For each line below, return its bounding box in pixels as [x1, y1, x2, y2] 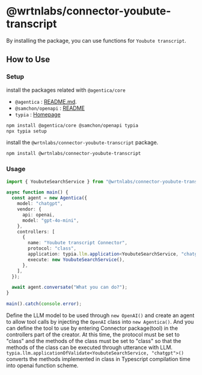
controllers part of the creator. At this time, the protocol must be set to [6, 331, 180, 338]
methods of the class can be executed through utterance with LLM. [6, 344, 173, 351]
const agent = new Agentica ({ [11, 195, 87, 201]
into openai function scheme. [6, 362, 79, 369]
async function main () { [6, 189, 69, 195]
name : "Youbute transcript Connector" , [28, 240, 128, 246]
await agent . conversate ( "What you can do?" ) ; [11, 285, 128, 291]
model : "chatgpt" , [17, 201, 63, 207]
